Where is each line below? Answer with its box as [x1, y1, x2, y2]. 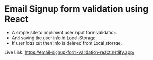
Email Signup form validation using [4, 3, 149, 15]
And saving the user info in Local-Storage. [11, 35, 97, 41]
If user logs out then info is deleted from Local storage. [11, 40, 122, 45]
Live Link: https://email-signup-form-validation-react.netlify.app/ [4, 49, 134, 55]
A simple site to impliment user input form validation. [11, 30, 117, 35]
